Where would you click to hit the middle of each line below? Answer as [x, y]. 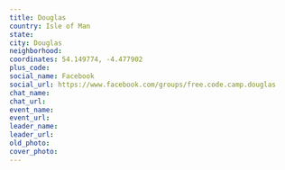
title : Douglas [38, 18]
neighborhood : [36, 51]
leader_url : [32, 135]
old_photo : [30, 143]
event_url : [30, 118]
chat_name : [30, 93]
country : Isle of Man [50, 26]
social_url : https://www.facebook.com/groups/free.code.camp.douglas [143, 85]
